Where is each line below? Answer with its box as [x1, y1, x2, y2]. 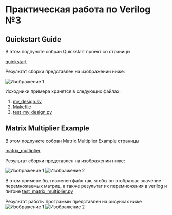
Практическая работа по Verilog [5, 4, 151, 15]
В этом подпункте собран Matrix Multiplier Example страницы [5, 138, 140, 144]
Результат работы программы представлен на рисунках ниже [5, 198, 142, 204]
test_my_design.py [12, 109, 52, 115]
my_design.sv [12, 99, 42, 104]
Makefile [12, 104, 31, 110]
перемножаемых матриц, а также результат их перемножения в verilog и [5, 183, 167, 189]
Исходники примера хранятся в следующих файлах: [5, 88, 121, 94]
